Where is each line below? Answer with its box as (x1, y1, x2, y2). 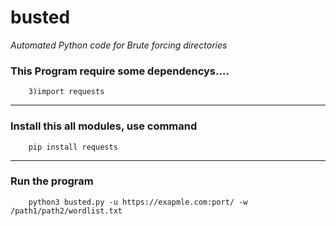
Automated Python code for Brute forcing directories (10, 39, 228, 51)
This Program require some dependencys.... (10, 64, 230, 78)
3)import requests (28, 87, 105, 97)
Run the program (10, 174, 94, 188)
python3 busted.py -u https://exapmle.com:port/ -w (28, 197, 248, 207)
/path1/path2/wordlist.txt (10, 206, 123, 216)
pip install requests (28, 142, 118, 152)
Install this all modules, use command (10, 119, 198, 133)
